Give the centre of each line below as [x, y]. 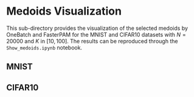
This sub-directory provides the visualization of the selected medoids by [97, 28]
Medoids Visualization [64, 11]
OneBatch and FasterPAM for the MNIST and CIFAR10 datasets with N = [96, 34]
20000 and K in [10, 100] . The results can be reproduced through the [92, 41]
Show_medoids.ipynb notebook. [44, 48]
